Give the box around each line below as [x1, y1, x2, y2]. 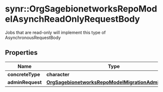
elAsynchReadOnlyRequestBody [5, 13, 140, 25]
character [46, 71, 69, 78]
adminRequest [7, 79, 42, 85]
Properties [5, 49, 38, 57]
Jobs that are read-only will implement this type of [5, 29, 106, 35]
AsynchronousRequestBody [5, 35, 61, 40]
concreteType [7, 71, 40, 78]
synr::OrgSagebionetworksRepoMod [5, 3, 158, 14]
